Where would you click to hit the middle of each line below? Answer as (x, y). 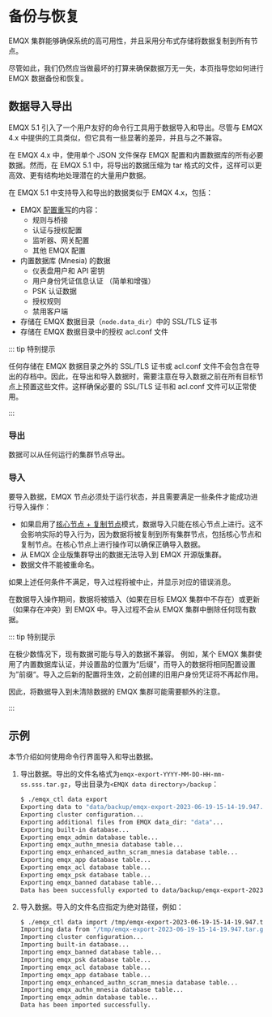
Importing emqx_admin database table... (89, 998)
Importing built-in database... (74, 945)
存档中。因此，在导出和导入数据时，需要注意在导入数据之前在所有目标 (139, 376)
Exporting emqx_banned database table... (91, 882)
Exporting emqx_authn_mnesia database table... (102, 845)
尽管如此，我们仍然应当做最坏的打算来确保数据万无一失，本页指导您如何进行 (136, 68)
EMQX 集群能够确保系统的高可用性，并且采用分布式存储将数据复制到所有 (130, 41)
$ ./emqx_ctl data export (64, 800)
